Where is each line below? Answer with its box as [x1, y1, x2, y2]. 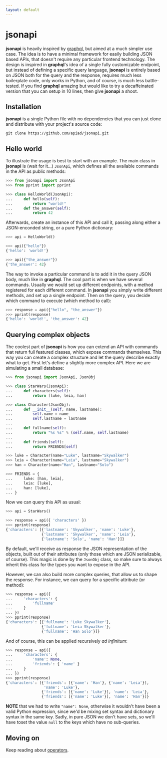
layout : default [5, 7, 39, 13]
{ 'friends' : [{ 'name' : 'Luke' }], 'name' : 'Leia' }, [41, 689, 149, 694]
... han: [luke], [5, 485, 51, 490]
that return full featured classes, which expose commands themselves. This [5, 349, 161, 355]
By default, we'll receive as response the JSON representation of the [5, 546, 147, 552]
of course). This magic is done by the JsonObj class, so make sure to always [5, 556, 162, 562]
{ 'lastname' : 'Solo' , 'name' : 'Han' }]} [41, 537, 124, 542]
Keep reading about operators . [5, 747, 69, 753]
